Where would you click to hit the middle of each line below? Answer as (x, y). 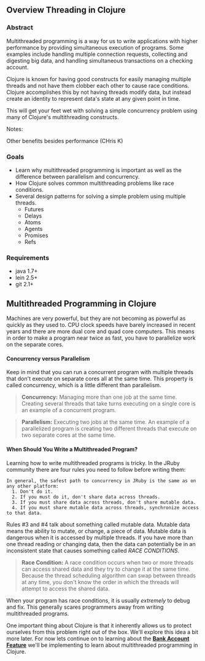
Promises (36, 235)
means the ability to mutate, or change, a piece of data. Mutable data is (96, 531)
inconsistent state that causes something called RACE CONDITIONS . (93, 550)
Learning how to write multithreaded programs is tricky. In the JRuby (93, 463)
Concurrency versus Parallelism (48, 358)
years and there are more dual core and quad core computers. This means (100, 332)
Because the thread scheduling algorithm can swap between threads (109, 575)
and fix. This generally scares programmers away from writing (85, 607)
